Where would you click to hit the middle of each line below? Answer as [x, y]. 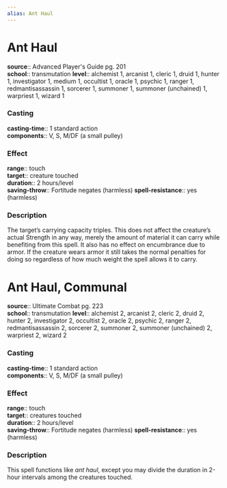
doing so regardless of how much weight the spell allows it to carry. [102, 259]
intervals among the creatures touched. [77, 477]
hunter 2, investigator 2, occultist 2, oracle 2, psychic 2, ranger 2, [99, 321]
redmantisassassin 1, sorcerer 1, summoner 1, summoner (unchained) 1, [107, 88]
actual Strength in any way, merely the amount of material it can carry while [113, 237]
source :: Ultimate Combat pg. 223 [55, 306]
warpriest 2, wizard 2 [37, 335]
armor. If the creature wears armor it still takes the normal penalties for [107, 252]
